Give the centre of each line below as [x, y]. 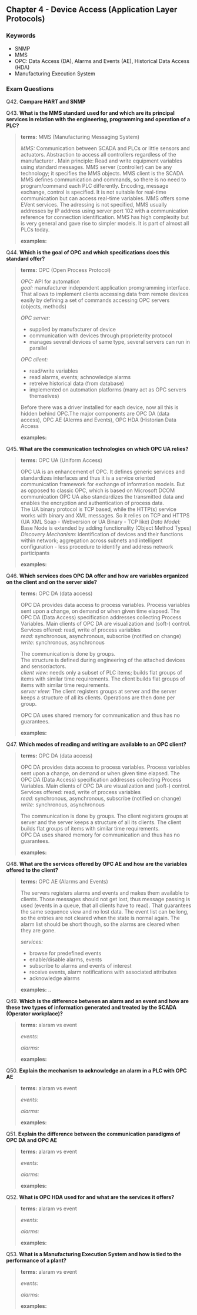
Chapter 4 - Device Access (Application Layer [92, 10]
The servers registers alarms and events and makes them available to [105, 893]
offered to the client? [32, 870]
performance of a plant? [36, 1260]
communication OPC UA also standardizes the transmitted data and [102, 496]
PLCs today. [35, 230]
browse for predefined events [65, 953]
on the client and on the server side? [51, 582]
